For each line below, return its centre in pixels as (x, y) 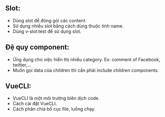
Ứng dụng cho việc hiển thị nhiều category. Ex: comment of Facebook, (86, 59)
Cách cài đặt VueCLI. (35, 104)
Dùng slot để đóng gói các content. (49, 20)
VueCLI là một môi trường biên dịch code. (56, 98)
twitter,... (22, 65)
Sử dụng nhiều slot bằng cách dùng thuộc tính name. (68, 26)
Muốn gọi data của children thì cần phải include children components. (86, 70)
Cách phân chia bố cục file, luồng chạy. (54, 109)
